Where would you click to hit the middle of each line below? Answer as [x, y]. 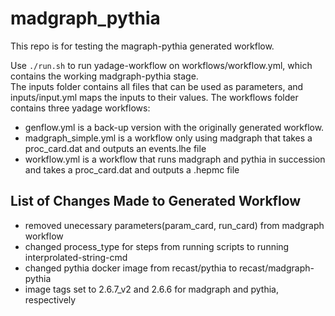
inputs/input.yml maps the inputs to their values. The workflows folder [154, 97]
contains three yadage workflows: [80, 108]
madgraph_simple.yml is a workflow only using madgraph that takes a [168, 138]
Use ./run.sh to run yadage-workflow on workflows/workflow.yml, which [161, 65]
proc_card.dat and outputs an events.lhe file [115, 148]
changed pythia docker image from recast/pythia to [131, 268]
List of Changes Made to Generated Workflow [156, 201]
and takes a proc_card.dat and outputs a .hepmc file [132, 169]
